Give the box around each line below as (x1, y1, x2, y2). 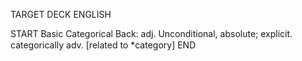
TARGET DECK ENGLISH (10, 9, 112, 20)
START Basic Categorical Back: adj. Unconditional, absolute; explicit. (10, 28, 293, 39)
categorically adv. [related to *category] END (10, 39, 197, 51)
